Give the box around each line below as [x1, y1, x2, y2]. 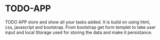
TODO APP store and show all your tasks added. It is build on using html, [5, 19, 151, 25]
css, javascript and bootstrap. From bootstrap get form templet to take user [5, 24, 156, 30]
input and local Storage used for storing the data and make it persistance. [5, 29, 153, 35]
